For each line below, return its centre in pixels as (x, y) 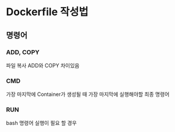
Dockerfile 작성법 (47, 12)
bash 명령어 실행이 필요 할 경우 (41, 123)
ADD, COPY (23, 52)
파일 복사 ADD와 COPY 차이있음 (43, 65)
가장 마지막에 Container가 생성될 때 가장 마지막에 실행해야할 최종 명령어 (88, 94)
